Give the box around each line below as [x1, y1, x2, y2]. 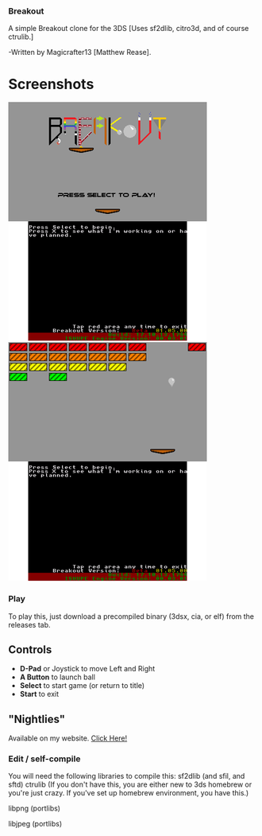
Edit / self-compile [8, 753, 81, 764]
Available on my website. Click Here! [8, 733, 128, 743]
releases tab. [8, 620, 51, 629]
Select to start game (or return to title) [19, 681, 145, 690]
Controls [8, 643, 52, 656]
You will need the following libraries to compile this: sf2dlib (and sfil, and [8, 772, 245, 781]
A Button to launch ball [19, 672, 95, 682]
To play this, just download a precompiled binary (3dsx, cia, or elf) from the [8, 611, 255, 621]
